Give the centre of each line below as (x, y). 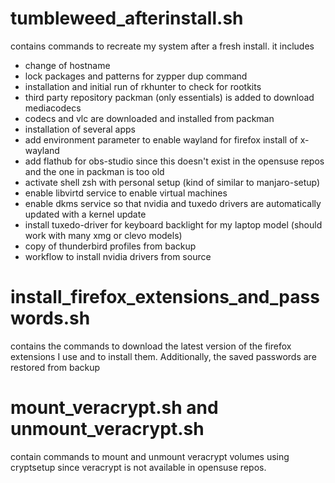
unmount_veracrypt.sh (107, 429)
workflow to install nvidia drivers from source (118, 256)
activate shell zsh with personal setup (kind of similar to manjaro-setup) (172, 182)
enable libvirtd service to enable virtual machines (126, 193)
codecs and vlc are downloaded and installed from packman (149, 118)
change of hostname (67, 65)
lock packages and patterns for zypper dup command (136, 76)
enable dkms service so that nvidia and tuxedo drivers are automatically (173, 203)
